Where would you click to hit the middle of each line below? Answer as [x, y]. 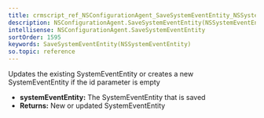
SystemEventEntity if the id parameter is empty [84, 82]
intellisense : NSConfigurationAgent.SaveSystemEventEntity [107, 30]
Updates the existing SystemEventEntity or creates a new [101, 74]
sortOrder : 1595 [35, 37]
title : [19, 15]
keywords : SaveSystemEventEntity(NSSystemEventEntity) [100, 45]
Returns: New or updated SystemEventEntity [92, 105]
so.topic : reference [42, 52]
